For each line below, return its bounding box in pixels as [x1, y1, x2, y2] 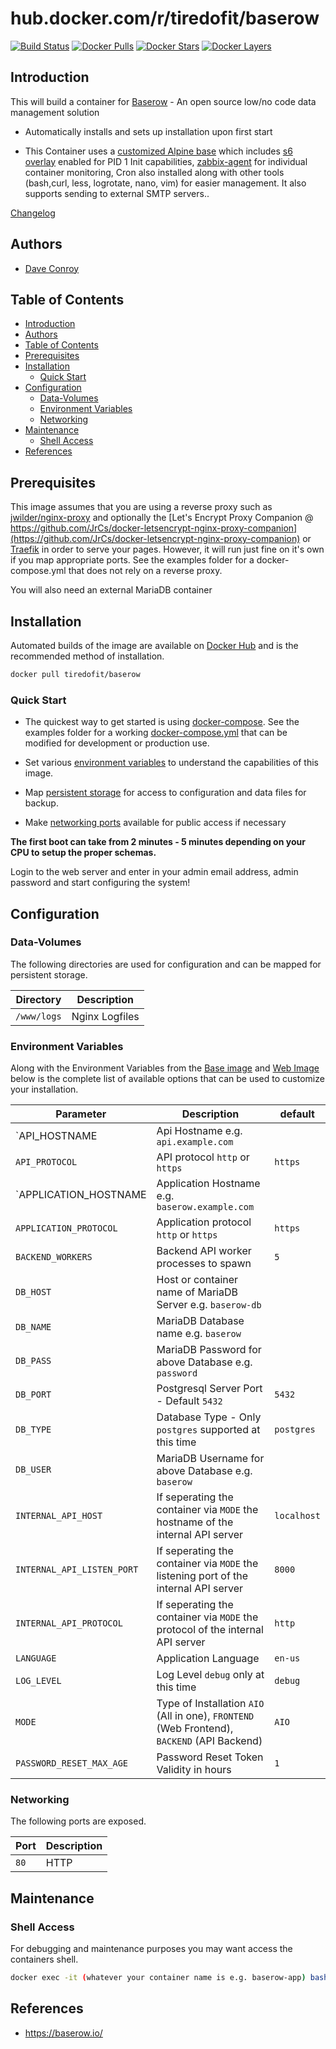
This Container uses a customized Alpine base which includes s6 [24, 145, 293, 157]
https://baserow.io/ [24, 2027, 103, 2039]
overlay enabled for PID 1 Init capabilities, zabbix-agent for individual [24, 155, 308, 167]
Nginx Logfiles [71, 1009, 140, 1023]
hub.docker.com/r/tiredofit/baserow [10, 7, 320, 30]
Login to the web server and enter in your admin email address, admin [10, 866, 299, 878]
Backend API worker [156, 1244, 252, 1258]
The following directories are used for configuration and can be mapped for [10, 958, 322, 970]
